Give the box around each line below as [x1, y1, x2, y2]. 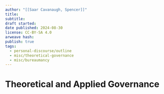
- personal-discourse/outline [9, 48, 72, 53]
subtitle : [5, 16, 26, 21]
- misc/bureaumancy [9, 58, 50, 63]
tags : [5, 44, 16, 49]
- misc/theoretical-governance [9, 53, 74, 58]
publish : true [5, 39, 35, 44]
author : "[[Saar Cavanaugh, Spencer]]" [5, 7, 87, 12]
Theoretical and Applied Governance [5, 79, 160, 90]
